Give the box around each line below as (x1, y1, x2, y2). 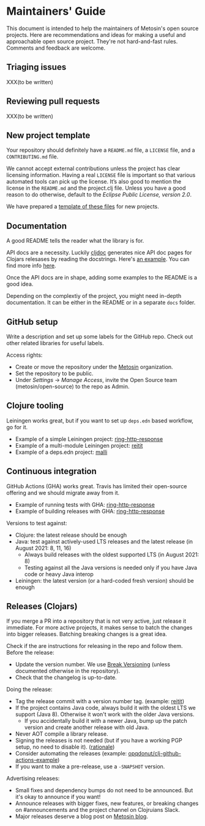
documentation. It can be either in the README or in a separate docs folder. (6, 299, 196, 306)
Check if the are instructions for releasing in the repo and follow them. (6, 642, 183, 650)
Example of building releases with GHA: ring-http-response (15, 507, 165, 515)
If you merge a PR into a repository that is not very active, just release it (6, 617, 187, 625)
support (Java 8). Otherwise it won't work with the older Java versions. (15, 711, 195, 718)
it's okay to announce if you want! (15, 793, 101, 801)
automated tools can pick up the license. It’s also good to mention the (6, 178, 182, 185)
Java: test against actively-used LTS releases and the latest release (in (15, 537, 193, 545)
